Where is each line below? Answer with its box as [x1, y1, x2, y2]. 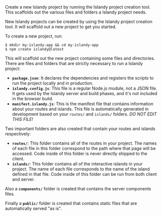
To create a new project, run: [5, 33, 63, 39]
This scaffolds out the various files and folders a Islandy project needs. [5, 9, 147, 15]
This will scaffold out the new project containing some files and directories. [5, 55, 155, 61]
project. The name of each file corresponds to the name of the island [12, 166, 150, 172]
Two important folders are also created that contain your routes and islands [5, 126, 156, 132]
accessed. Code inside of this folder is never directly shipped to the [12, 150, 147, 156]
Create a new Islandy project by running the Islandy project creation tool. [5, 4, 151, 10]
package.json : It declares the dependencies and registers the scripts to [12, 75, 154, 81]
